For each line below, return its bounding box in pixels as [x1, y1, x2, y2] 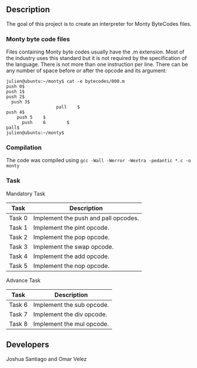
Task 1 [9, 223, 28, 232]
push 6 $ [21, 120, 69, 126]
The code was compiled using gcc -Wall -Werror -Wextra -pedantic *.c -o [6, 157, 191, 164]
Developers [6, 340, 49, 350]
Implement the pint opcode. [33, 223, 110, 232]
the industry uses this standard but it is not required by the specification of [6, 55, 187, 62]
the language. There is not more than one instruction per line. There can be [6, 61, 188, 68]
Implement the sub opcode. [33, 300, 109, 309]
